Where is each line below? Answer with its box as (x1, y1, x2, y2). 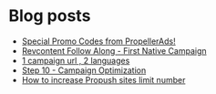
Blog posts (8, 5, 91, 26)
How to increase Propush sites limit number (21, 74, 186, 85)
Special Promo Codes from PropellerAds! (21, 36, 176, 47)
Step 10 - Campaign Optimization (21, 65, 147, 76)
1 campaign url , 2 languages (21, 55, 130, 66)
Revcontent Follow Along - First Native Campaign (21, 45, 207, 56)
